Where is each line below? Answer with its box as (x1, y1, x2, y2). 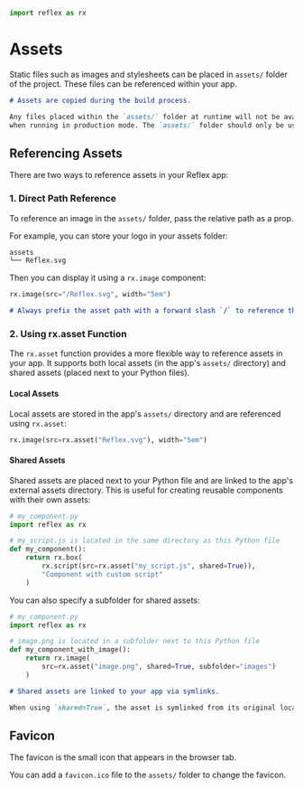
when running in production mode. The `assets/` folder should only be (9, 120, 284, 130)
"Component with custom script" (41, 569, 164, 578)
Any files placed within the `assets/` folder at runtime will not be (9, 112, 280, 121)
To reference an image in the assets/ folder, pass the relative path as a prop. (9, 212, 294, 223)
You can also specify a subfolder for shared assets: (9, 595, 200, 606)
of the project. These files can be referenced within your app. (9, 78, 237, 89)
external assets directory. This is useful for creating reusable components (9, 484, 284, 495)
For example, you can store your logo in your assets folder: (9, 230, 228, 241)
